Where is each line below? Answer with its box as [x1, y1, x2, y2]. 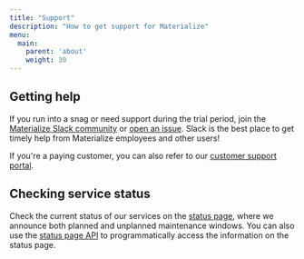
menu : [9, 30, 30, 39]
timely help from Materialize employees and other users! [9, 133, 221, 144]
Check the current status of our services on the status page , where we [9, 210, 274, 221]
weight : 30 [25, 55, 67, 65]
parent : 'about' [25, 47, 88, 56]
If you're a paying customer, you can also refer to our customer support [9, 150, 277, 161]
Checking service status [9, 186, 152, 202]
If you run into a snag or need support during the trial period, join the [9, 113, 266, 124]
